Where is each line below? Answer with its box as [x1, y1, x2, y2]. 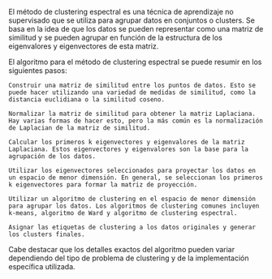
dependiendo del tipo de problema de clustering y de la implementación [8, 253, 249, 263]
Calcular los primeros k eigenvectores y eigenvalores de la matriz [8, 138, 245, 146]
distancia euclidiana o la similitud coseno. [8, 96, 165, 104]
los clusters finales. [8, 230, 85, 238]
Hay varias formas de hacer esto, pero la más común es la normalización [8, 117, 264, 125]
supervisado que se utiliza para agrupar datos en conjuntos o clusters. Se [8, 15, 256, 25]
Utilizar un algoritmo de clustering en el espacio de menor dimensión [8, 195, 256, 203]
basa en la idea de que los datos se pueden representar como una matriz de [8, 24, 264, 33]
